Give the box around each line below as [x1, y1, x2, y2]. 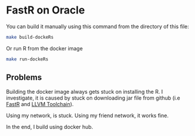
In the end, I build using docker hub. [6, 123, 93, 130]
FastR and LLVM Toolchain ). [6, 100, 74, 107]
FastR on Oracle [6, 4, 85, 17]
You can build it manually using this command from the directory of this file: [6, 23, 189, 30]
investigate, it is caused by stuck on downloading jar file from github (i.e [6, 94, 180, 101]
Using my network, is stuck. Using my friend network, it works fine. [6, 112, 169, 119]
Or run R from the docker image [6, 45, 83, 52]
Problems [6, 73, 42, 83]
